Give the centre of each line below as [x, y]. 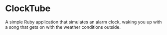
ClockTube [28, 9]
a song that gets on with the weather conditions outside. [63, 27]
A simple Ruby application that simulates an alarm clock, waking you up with [83, 22]
